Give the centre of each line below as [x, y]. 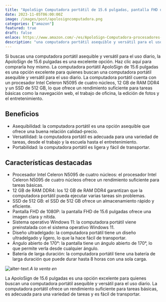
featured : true [21, 28]
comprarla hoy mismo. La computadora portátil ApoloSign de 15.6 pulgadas [82, 67]
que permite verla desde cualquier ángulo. [55, 248]
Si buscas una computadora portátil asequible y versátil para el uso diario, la [83, 56]
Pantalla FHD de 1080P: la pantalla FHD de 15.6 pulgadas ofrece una [82, 212]
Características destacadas [49, 163]
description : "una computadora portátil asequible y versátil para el [79, 42]
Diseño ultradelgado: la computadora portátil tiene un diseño [74, 233]
